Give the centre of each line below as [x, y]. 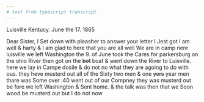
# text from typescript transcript [52, 12]
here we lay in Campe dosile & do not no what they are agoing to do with [98, 67]
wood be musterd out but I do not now [54, 93]
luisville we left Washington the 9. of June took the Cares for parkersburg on [102, 54]
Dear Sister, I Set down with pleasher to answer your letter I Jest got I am [98, 41]
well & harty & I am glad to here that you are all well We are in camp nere [97, 48]
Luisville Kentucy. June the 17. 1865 [50, 29]
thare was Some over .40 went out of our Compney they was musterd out [99, 80]
